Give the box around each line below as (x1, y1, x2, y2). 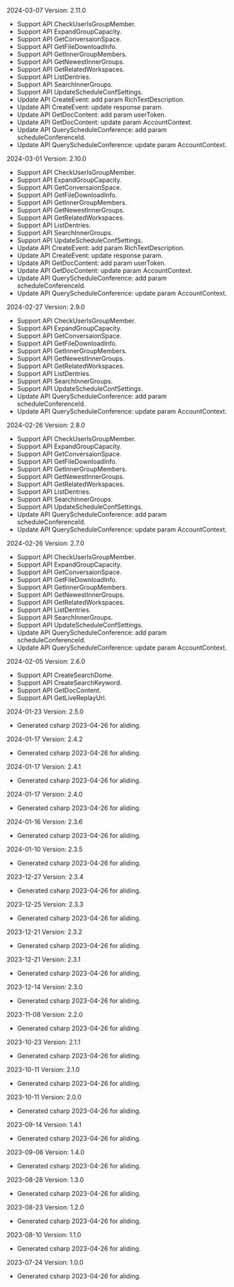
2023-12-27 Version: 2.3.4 (6, 873, 84, 881)
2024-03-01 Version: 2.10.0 (6, 154, 87, 163)
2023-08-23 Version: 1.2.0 (6, 1203, 84, 1211)
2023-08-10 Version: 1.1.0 (6, 1231, 82, 1239)
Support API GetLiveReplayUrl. (16, 694, 107, 702)
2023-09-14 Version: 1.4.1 (6, 1121, 82, 1129)
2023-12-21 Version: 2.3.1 (6, 955, 81, 964)
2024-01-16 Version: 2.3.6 (6, 817, 83, 826)
